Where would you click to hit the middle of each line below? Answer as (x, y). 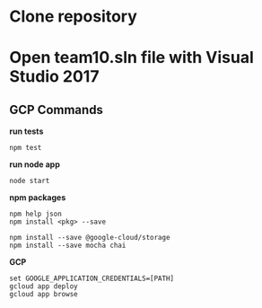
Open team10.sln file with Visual (131, 58)
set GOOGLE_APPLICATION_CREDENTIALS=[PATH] (92, 279)
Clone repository (73, 17)
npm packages (38, 198)
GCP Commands (56, 110)
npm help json (36, 214)
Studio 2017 (54, 77)
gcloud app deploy (44, 286)
